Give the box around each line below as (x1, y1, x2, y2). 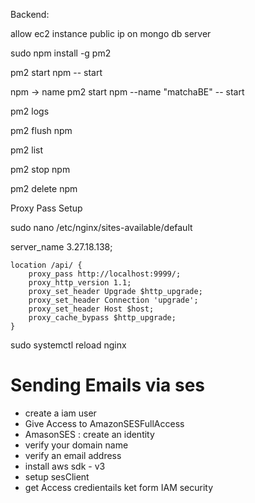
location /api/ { (10, 260, 83, 270)
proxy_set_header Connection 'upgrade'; (28, 295, 199, 305)
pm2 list (10, 144, 44, 156)
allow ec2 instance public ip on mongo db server (10, 28, 212, 39)
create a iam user (24, 407, 97, 419)
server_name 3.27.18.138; (10, 241, 113, 253)
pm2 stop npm (10, 164, 71, 175)
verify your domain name (24, 439, 129, 451)
